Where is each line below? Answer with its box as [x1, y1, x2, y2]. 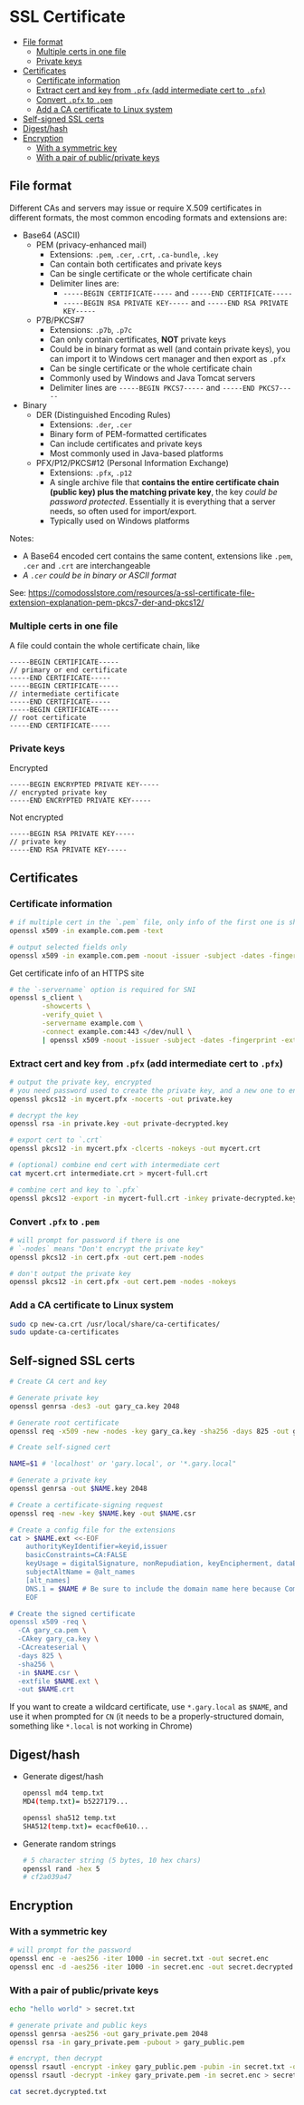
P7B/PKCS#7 [35, 315, 85, 326]
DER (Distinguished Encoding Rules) [35, 409, 172, 420]
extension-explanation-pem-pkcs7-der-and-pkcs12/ [9, 597, 204, 608]
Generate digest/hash [22, 1771, 104, 1782]
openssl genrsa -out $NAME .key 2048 [9, 1485, 147, 1494]
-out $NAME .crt [17, 1685, 75, 1694]
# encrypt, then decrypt [9, 2054, 103, 2063]
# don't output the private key [9, 1269, 131, 1278]
